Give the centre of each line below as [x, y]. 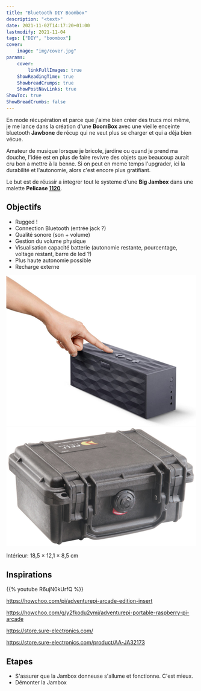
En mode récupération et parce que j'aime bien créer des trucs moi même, [98, 120]
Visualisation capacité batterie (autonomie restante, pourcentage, [96, 247]
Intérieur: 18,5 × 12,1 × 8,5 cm [42, 556]
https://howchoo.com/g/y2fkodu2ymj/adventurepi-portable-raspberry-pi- [98, 612]
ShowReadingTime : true [45, 76]
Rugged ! [26, 222]
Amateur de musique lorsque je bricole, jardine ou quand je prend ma [92, 150]
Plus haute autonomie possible [53, 260]
